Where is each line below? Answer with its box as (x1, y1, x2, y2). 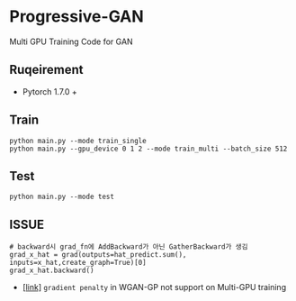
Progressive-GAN (9, 6, 144, 27)
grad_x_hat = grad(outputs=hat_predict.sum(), (9, 251, 187, 260)
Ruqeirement (9, 62, 84, 78)
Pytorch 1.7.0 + (22, 86, 78, 96)
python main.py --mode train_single (9, 136, 147, 145)
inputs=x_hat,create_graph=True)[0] (9, 259, 147, 268)
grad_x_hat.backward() (9, 266, 94, 276)
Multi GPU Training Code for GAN (9, 36, 133, 47)
